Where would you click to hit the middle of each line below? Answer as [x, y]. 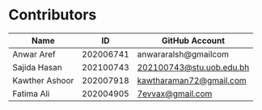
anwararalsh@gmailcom [183, 54]
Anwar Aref [34, 54]
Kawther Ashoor [43, 80]
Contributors [53, 15]
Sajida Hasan [37, 67]
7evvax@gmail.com [175, 93]
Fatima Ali [31, 93]
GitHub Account [193, 40]
